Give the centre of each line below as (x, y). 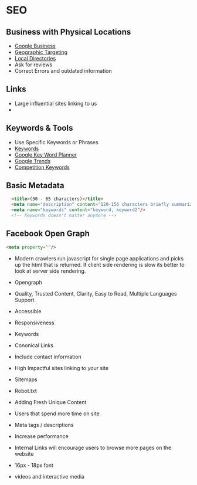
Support (24, 300)
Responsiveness (34, 323)
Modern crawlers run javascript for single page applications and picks (99, 258)
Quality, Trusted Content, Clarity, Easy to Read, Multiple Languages (96, 293)
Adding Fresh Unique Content (50, 402)
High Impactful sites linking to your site (62, 368)
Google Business (35, 46)
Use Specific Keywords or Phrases (56, 142)
